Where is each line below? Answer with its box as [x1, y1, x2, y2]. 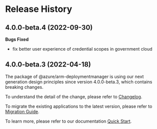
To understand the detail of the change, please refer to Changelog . [5, 93, 143, 100]
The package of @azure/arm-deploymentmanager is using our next [5, 73, 144, 79]
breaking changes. [5, 84, 44, 90]
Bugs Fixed [5, 36, 29, 42]
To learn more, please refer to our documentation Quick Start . [5, 118, 132, 124]
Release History [5, 3, 72, 15]
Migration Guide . [5, 108, 40, 115]
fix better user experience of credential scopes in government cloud [12, 46, 153, 52]
